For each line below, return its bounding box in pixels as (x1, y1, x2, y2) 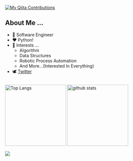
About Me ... (5, 19, 44, 27)
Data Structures (19, 52, 51, 58)
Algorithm (19, 47, 39, 53)
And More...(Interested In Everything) (19, 63, 94, 69)
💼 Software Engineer (12, 32, 54, 38)
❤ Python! (12, 37, 34, 43)
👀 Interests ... (12, 42, 39, 48)
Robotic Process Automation (19, 58, 77, 64)
